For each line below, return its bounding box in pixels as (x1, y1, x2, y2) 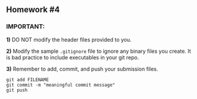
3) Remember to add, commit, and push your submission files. (6, 65, 158, 72)
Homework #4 (6, 5, 61, 15)
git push (6, 87, 28, 93)
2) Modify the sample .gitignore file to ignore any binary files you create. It (6, 47, 191, 55)
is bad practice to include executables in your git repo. (6, 53, 139, 61)
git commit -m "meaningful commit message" (6, 82, 116, 88)
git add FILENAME (6, 76, 49, 82)
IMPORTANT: (6, 23, 45, 31)
